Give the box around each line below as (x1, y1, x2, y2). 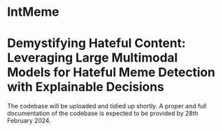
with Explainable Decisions (7, 80, 164, 95)
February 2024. (7, 117, 52, 125)
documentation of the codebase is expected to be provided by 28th (7, 109, 199, 117)
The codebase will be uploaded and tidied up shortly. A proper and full (7, 102, 207, 110)
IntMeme (7, 4, 60, 20)
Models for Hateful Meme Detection (7, 64, 215, 80)
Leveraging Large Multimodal (7, 50, 178, 66)
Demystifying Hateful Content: (7, 36, 186, 51)
